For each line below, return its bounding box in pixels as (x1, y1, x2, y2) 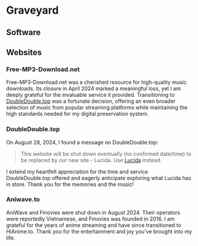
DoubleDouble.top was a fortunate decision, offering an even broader (6, 97, 176, 105)
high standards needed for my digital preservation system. (6, 111, 149, 118)
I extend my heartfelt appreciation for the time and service (6, 168, 148, 175)
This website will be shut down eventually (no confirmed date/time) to (20, 150, 191, 157)
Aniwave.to (6, 195, 40, 204)
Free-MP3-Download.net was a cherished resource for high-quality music (6, 78, 187, 86)
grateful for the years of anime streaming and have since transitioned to (6, 221, 182, 229)
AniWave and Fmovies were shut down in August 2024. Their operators (6, 209, 181, 216)
